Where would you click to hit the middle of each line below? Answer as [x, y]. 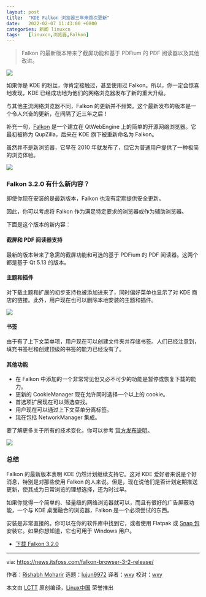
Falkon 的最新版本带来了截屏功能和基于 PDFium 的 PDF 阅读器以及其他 [110, 53]
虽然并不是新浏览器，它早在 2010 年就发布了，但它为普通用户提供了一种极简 [103, 147]
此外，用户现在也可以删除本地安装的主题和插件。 [95, 300]
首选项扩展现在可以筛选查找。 [53, 402]
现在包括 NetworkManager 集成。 [58, 417]
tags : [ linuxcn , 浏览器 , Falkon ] [48, 35]
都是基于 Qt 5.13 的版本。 [38, 262]
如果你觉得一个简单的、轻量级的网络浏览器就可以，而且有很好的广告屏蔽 [97, 502]
